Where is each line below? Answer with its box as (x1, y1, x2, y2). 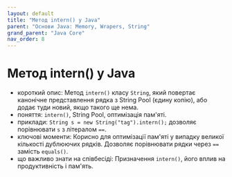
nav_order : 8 (7, 36, 45, 43)
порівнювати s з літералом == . (17, 125, 107, 133)
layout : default (7, 10, 54, 17)
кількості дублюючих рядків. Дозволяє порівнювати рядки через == (17, 140, 220, 149)
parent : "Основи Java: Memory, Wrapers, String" (7, 23, 150, 30)
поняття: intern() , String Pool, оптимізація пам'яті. (17, 111, 167, 119)
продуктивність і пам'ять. (17, 162, 93, 170)
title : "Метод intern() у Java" (7, 17, 100, 24)
